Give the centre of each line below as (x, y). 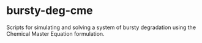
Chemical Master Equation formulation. (56, 33)
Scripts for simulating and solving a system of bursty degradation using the (101, 27)
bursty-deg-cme (50, 11)
